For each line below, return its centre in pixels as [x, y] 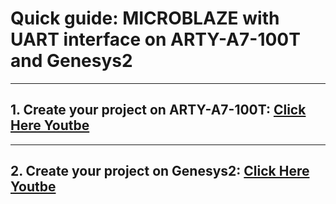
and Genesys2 [71, 61]
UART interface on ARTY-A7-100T [155, 39]
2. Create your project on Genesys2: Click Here [160, 171]
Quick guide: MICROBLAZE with [145, 18]
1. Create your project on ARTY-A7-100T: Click [158, 110]
